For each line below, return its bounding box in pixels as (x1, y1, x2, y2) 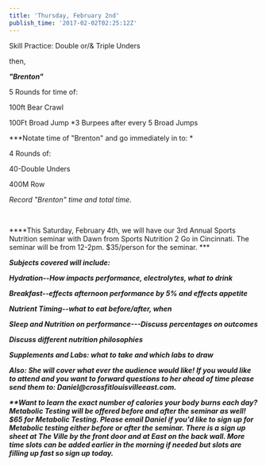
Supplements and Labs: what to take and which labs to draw (9, 350, 214, 360)
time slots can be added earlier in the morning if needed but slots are (9, 440, 242, 449)
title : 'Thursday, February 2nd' (9, 11, 120, 20)
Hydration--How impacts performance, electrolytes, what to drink (9, 273, 233, 283)
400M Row (9, 179, 45, 189)
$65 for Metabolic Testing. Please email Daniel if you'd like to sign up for (9, 414, 254, 424)
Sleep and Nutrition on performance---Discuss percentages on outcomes (9, 319, 259, 329)
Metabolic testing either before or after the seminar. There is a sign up (9, 422, 246, 433)
